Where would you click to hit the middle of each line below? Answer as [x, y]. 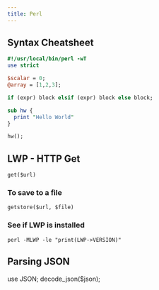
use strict [23, 66]
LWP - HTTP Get [44, 158]
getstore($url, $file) [41, 207]
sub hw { [20, 111]
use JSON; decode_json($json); [54, 279]
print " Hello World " [44, 117]
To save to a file [35, 193]
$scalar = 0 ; [26, 79]
